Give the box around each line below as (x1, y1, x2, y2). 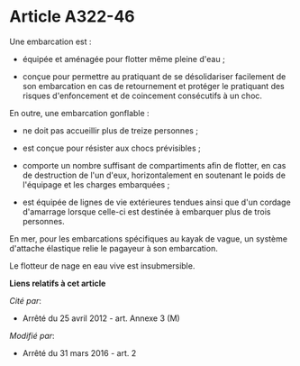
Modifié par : (9, 330, 56, 341)
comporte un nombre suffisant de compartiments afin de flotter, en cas (22, 160, 286, 170)
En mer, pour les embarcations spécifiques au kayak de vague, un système (9, 233, 288, 244)
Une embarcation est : (9, 36, 92, 47)
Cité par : (9, 295, 42, 306)
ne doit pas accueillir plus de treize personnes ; (22, 124, 199, 136)
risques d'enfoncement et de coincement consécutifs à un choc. (22, 90, 263, 101)
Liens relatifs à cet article (9, 278, 106, 288)
